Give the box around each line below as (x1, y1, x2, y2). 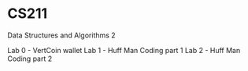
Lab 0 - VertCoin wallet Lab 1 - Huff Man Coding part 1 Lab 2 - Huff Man (7, 45, 241, 55)
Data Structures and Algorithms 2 (7, 30, 116, 40)
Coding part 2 (7, 54, 53, 63)
